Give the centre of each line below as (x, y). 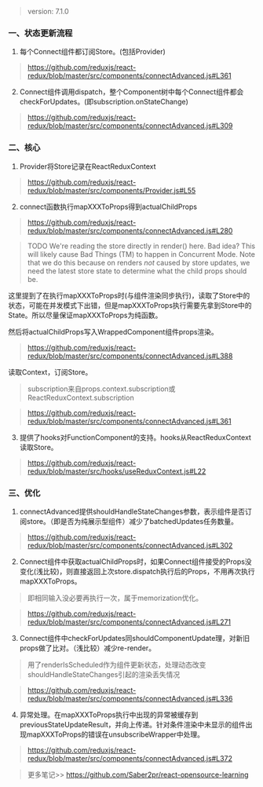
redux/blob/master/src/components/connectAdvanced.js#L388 (130, 356)
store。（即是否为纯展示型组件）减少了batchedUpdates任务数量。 (132, 521)
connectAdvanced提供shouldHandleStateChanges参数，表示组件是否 (132, 511)
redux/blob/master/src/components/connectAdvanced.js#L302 (130, 545)
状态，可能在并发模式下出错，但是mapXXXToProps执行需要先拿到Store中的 (130, 305)
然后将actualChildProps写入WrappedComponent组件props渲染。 (113, 331)
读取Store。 (38, 447)
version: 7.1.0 (48, 11)
